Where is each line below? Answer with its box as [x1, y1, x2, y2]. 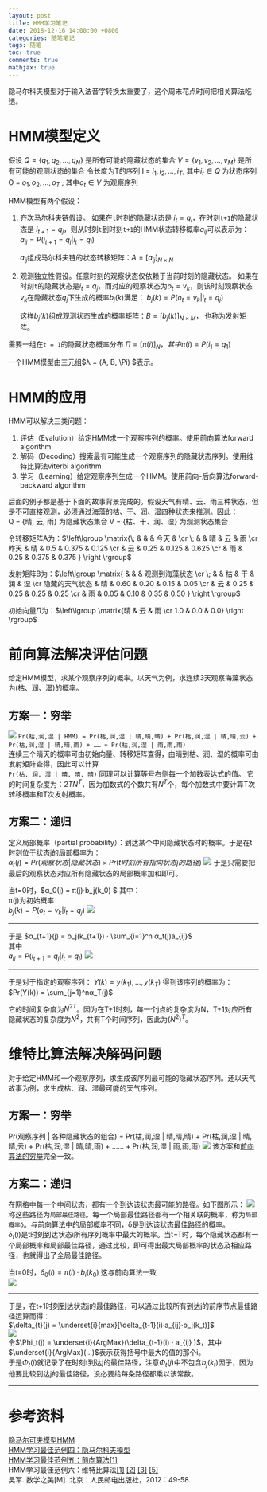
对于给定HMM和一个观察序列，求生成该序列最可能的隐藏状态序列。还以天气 [8, 1073, 256, 1083]
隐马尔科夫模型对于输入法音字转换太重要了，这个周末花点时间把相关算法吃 [8, 86, 252, 96]
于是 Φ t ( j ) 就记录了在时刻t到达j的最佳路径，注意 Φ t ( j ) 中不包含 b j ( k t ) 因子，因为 [8, 1357, 253, 1369]
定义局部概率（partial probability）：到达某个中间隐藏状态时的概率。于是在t [8, 837, 253, 847]
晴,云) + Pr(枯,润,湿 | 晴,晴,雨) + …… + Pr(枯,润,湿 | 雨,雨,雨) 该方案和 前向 [8, 1141, 254, 1151]
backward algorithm [19, 480, 86, 490]
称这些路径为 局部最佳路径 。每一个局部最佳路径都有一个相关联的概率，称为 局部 [8, 1209, 258, 1219]
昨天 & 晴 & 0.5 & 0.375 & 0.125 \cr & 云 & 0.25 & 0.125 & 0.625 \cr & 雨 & [8, 543, 243, 554]
